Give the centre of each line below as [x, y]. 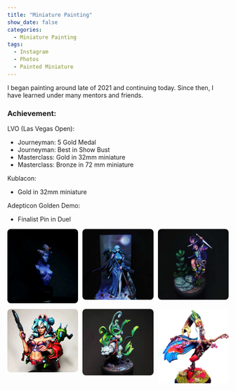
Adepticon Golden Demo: [44, 206]
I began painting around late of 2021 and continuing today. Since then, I [111, 87]
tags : [15, 45]
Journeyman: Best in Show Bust [64, 150]
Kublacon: [22, 179]
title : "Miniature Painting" [50, 15]
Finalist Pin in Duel [44, 219]
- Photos [26, 60]
